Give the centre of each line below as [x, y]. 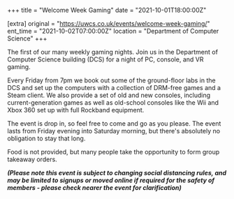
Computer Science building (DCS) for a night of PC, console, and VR [105, 59]
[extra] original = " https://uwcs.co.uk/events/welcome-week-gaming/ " [109, 23]
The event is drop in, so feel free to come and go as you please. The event [114, 124]
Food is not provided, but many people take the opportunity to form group [114, 152]
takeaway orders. [32, 159]
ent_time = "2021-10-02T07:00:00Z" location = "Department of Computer [113, 31]
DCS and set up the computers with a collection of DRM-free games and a [114, 88]
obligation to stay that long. [46, 138]
